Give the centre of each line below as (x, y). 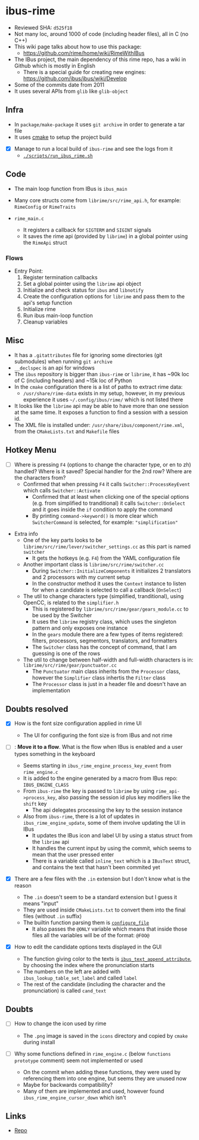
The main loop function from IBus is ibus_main (71, 188)
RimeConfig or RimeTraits (45, 206)
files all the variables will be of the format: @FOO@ (91, 935)
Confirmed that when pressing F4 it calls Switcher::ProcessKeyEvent (106, 484)
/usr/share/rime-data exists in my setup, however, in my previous (104, 393)
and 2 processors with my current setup (81, 577)
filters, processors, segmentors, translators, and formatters (105, 641)
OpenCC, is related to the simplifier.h (71, 602)
